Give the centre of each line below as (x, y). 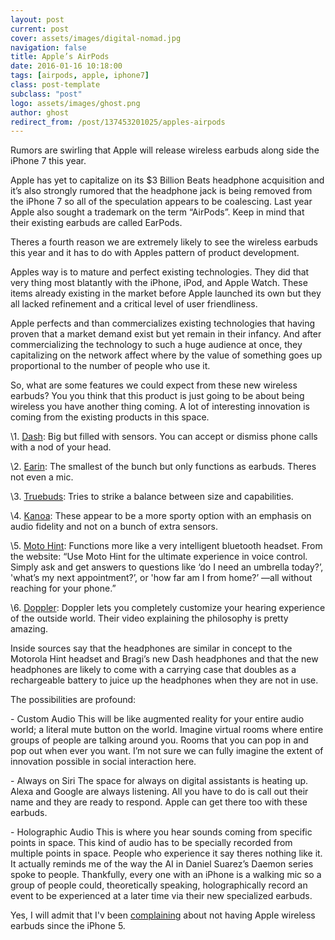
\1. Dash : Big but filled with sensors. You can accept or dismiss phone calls (164, 437)
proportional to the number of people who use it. (110, 366)
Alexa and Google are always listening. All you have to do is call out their (159, 792)
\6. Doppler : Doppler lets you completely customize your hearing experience (168, 608)
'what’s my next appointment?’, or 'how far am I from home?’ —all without (161, 578)
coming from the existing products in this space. (110, 417)
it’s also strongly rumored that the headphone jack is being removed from (161, 191)
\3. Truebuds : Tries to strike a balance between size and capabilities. (152, 497)
